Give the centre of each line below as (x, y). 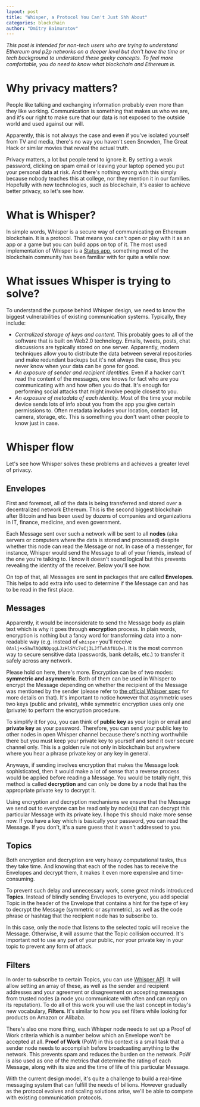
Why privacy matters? (62, 88)
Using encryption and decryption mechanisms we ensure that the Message (98, 801)
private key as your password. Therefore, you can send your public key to (97, 728)
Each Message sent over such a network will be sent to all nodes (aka (92, 533)
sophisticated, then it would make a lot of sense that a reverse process (93, 771)
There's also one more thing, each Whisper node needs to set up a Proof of (99, 1029)
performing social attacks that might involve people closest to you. (96, 391)
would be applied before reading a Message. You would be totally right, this (99, 778)
